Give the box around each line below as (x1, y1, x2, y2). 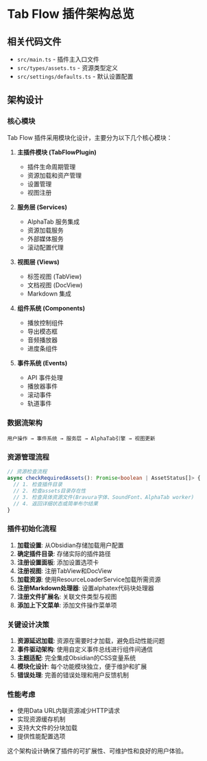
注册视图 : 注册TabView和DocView (16, 566, 112, 575)
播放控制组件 (27, 318, 64, 326)
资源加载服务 (27, 226, 64, 234)
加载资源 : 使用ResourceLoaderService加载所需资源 (16, 575, 161, 583)
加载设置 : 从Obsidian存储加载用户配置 (16, 541, 124, 549)
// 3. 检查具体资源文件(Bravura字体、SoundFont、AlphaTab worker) (13, 494, 195, 500)
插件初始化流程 (7, 524, 57, 533)
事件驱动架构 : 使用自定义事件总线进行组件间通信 (16, 645, 153, 653)
